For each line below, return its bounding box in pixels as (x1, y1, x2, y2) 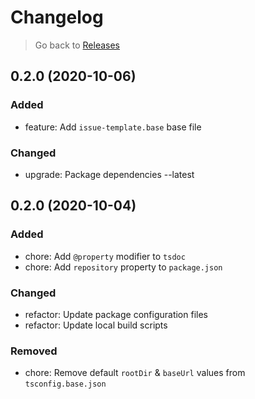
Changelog (10, 6, 104, 29)
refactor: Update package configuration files (24, 308, 208, 320)
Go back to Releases (34, 39, 121, 51)
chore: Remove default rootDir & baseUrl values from (24, 367, 246, 379)
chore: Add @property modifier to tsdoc (24, 250, 186, 262)
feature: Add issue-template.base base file (24, 121, 202, 133)
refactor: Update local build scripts (24, 319, 168, 331)
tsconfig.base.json (24, 379, 107, 390)
